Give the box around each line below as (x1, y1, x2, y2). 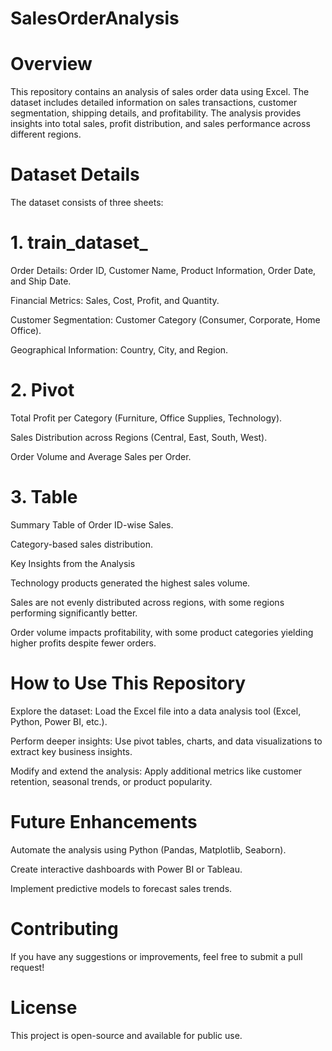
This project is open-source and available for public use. (10, 1029, 243, 1041)
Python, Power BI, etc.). (10, 715, 108, 727)
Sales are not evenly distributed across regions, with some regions (10, 596, 285, 608)
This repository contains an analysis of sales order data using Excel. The (10, 86, 310, 98)
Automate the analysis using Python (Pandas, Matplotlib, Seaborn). (10, 843, 287, 856)
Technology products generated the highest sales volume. (10, 577, 251, 589)
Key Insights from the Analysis (10, 557, 136, 569)
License (10, 996, 78, 1019)
